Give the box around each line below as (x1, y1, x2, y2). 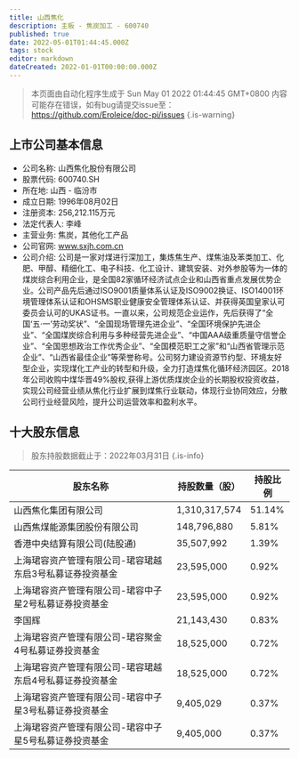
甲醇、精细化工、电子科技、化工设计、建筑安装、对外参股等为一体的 (37, 262, 287, 273)
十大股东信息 (9, 424, 80, 440)
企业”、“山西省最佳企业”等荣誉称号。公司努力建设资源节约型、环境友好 (21, 351, 283, 362)
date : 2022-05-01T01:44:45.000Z (9, 37, 129, 47)
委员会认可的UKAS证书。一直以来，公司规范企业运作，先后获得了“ (21, 307, 266, 318)
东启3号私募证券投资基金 (13, 567, 118, 579)
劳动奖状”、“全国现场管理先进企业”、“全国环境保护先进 (52, 318, 254, 329)
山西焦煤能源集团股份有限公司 (13, 521, 140, 533)
